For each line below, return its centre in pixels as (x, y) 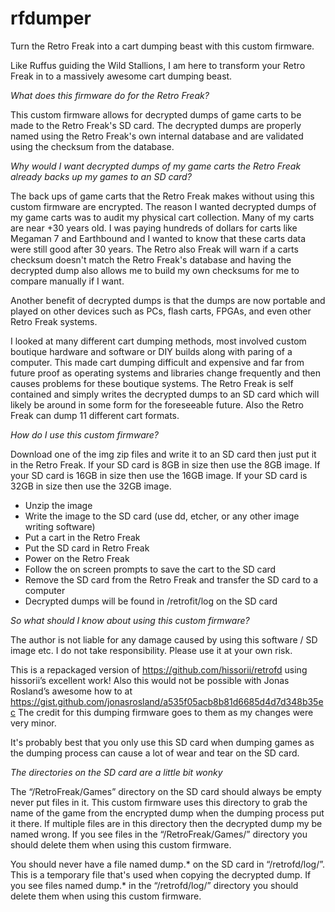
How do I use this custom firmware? (84, 434)
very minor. (33, 723)
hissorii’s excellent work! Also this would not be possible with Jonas (150, 680)
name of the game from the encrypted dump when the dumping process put (167, 813)
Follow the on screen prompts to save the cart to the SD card (150, 569)
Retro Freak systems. (54, 321)
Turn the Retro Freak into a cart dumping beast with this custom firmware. (162, 46)
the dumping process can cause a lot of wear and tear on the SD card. (155, 753)
